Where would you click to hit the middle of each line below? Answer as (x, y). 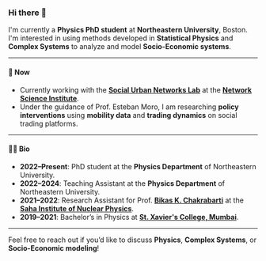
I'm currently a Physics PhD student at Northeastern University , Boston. (128, 30)
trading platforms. (49, 123)
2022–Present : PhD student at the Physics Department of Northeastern (138, 166)
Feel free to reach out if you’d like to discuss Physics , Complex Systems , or (133, 240)
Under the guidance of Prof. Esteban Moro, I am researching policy (129, 107)
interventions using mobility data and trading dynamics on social (128, 115)
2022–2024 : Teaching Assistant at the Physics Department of (122, 183)
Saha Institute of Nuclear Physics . (77, 208)
